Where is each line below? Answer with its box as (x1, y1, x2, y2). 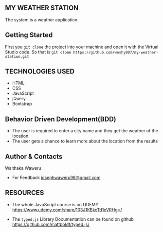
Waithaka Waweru (5, 165, 41, 171)
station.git (5, 54, 29, 59)
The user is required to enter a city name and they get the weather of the (12, 128, 159, 134)
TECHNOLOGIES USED (5, 68, 74, 76)
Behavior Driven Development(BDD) (5, 115, 116, 123)
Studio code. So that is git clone (5, 49, 72, 55)
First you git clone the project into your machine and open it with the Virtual (5, 44, 159, 50)
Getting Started (5, 31, 53, 39)
